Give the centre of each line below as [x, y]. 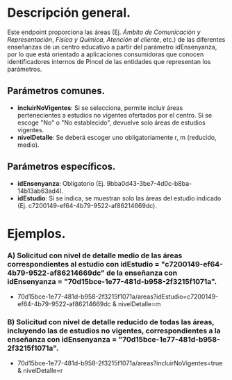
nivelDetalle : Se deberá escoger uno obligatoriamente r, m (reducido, [117, 137]
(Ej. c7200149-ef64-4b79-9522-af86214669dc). [87, 205]
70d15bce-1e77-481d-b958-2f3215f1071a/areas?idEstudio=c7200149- [118, 296]
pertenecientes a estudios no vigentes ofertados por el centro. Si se [115, 115]
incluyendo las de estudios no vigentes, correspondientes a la [114, 331]
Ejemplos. [36, 233]
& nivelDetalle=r [40, 371]
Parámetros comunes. [56, 91]
